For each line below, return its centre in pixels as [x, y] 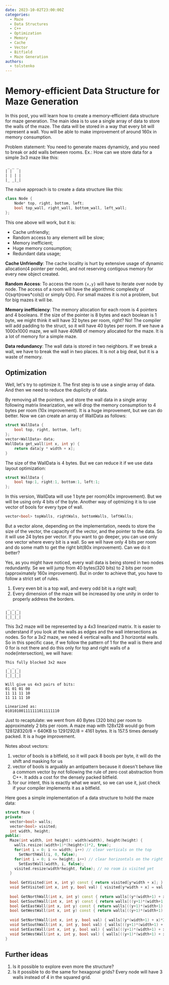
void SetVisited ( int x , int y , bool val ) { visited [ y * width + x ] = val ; [88, 887]
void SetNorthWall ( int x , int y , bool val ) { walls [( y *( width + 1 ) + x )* [87, 920]
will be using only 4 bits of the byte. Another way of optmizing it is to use [81, 502]
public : [13, 836]
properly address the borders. [44, 599]
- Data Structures [29, 24]
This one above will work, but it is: [40, 222]
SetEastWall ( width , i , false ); [51, 864]
